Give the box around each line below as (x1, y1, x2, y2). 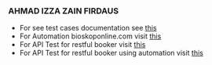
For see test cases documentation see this (19, 23, 157, 33)
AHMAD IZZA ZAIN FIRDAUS (8, 5, 119, 16)
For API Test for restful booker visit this (19, 40, 146, 49)
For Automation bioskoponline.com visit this (19, 31, 162, 41)
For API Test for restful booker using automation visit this (19, 49, 204, 58)
